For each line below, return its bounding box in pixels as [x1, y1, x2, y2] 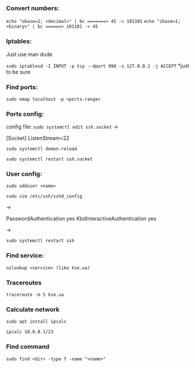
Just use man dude [6, 51, 53, 58]
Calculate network [6, 306, 60, 313]
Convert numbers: [6, 4, 60, 12]
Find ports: [6, 83, 38, 91]
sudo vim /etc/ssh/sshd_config [6, 193, 83, 199]
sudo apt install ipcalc [6, 319, 67, 324]
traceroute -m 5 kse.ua [6, 292, 64, 298]
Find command [6, 343, 50, 351]
